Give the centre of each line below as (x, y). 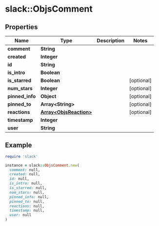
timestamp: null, (27, 210)
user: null (20, 215)
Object (49, 96)
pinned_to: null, (27, 201)
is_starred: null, (28, 188)
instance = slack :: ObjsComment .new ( (42, 165)
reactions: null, (27, 206)
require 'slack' (21, 156)
